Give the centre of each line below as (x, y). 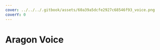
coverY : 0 (16, 15)
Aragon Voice (35, 40)
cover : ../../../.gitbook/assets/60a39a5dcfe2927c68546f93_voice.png (80, 10)
